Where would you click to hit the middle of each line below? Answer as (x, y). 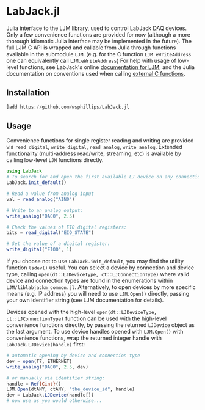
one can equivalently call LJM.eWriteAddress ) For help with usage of (92, 60)
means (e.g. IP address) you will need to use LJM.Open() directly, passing (98, 294)
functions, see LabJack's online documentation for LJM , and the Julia (107, 67)
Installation (28, 93)
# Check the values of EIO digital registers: (67, 227)
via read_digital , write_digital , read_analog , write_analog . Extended (95, 147)
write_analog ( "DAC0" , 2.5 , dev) (47, 367)
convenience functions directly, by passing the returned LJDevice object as (101, 325)
